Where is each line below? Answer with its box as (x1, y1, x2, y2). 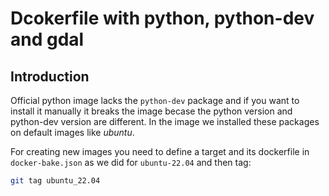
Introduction (10, 68, 90, 85)
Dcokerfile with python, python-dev (10, 7, 315, 30)
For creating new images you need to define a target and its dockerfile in (10, 146, 310, 157)
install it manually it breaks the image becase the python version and (10, 105, 293, 117)
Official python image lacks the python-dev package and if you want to (10, 95, 300, 106)
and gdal (10, 28, 85, 51)
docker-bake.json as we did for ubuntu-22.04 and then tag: (10, 157, 252, 168)
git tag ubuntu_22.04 (10, 176, 101, 186)
